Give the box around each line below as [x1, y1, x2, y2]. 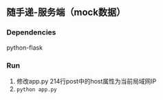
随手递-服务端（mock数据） [6, 6, 126, 19]
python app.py [16, 86, 57, 93]
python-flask [6, 43, 43, 52]
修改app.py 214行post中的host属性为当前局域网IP [16, 77, 157, 85]
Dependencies [6, 28, 56, 37]
